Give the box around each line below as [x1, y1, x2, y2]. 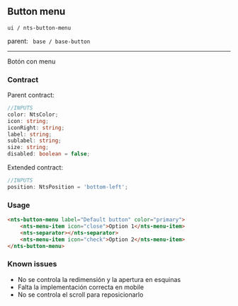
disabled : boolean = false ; [7, 151, 91, 158]
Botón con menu [7, 57, 56, 66]
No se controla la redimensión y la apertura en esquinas [17, 275, 181, 283]
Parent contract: [7, 91, 55, 100]
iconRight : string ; [7, 124, 65, 131]
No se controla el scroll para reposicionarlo [17, 290, 144, 299]
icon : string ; [7, 117, 50, 124]
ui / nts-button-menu [7, 24, 72, 31]
